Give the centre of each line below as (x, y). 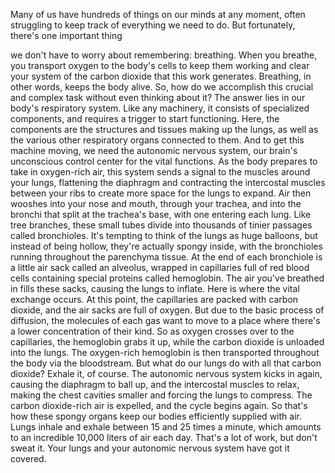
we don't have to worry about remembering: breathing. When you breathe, (164, 55)
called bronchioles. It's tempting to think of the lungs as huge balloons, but (164, 235)
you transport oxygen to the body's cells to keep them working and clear (160, 65)
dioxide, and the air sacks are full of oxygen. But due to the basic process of (167, 310)
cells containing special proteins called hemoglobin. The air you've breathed (167, 278)
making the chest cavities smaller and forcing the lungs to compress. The (161, 395)
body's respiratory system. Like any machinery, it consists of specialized (160, 108)
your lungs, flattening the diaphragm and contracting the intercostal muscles (168, 182)
